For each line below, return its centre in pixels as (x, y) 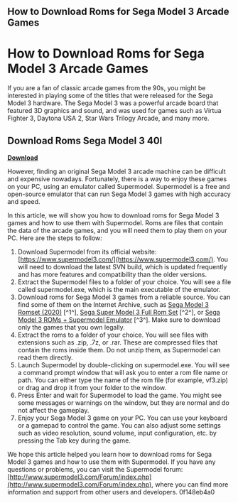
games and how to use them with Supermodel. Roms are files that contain (115, 223)
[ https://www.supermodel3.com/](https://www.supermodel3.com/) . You (123, 259)
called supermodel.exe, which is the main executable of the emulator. (119, 290)
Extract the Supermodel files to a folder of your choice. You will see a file (124, 282)
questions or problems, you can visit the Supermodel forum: (95, 470)
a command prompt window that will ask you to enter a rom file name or (123, 373)
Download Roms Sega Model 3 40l (85, 140)
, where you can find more (190, 485)
